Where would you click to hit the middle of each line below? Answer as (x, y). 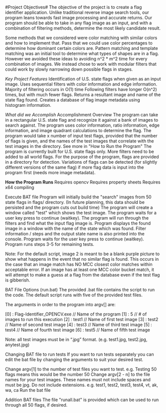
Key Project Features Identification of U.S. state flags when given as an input (83, 79)
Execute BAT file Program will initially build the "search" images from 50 (78, 197)
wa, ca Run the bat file (28, 390)
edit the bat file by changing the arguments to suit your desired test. (74, 360)
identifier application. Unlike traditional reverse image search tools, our (77, 12)
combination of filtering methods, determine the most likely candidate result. (83, 28)
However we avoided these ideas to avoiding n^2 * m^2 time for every (76, 59)
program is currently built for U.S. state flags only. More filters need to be (80, 151)
